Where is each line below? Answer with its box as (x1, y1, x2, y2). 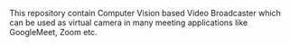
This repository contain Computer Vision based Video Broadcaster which (9, 8, 282, 18)
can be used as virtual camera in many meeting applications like (9, 17, 248, 28)
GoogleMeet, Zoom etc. (9, 27, 98, 37)
